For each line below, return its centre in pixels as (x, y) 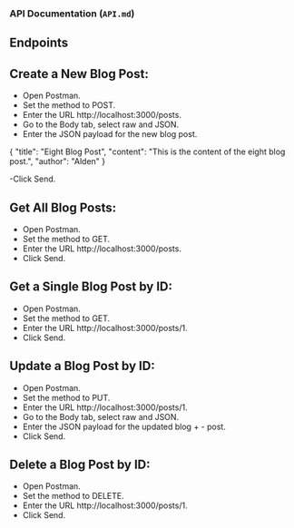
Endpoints (39, 43)
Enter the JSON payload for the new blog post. (110, 134)
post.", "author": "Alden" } (58, 161)
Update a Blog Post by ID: (83, 366)
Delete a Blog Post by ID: (80, 464)
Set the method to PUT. (66, 397)
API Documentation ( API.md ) (72, 14)
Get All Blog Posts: (63, 207)
